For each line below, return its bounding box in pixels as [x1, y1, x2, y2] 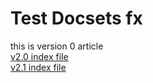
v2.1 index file [10, 61, 67, 73]
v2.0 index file [10, 50, 69, 62]
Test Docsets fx [10, 7, 143, 30]
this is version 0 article [10, 40, 104, 52]
